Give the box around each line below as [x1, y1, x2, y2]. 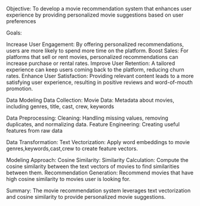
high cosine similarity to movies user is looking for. [6, 176, 131, 182]
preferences [6, 18, 36, 24]
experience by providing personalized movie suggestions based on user [6, 11, 184, 18]
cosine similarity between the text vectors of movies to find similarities [6, 163, 180, 170]
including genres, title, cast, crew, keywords [6, 103, 115, 110]
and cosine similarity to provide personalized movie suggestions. [6, 193, 166, 200]
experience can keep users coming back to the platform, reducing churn [6, 66, 184, 73]
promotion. [6, 85, 33, 92]
